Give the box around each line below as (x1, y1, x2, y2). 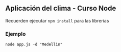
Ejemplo (5, 30, 26, 37)
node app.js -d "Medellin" (5, 42, 63, 47)
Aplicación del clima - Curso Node (5, 4, 116, 13)
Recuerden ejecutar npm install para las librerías (5, 17, 109, 23)
